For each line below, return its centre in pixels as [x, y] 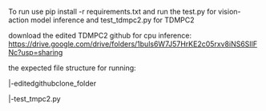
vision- [230, 12]
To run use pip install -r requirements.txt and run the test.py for [112, 12]
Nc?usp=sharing [36, 52]
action [19, 20]
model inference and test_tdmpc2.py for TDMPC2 [113, 20]
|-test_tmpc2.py [35, 99]
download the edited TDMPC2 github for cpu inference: [100, 36]
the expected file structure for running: [72, 68]
